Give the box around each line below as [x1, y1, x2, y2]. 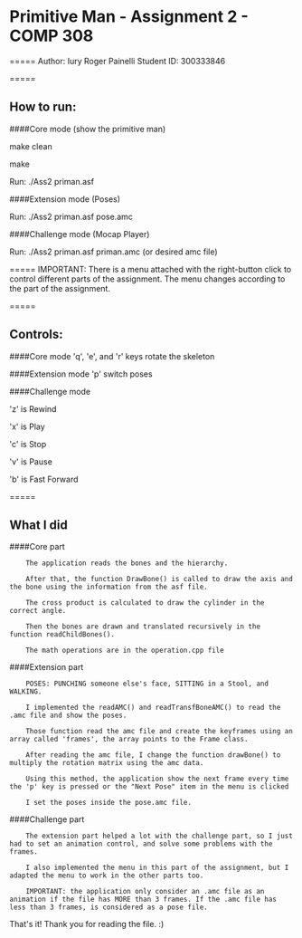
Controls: [9, 327, 63, 342]
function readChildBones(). [9, 630, 116, 639]
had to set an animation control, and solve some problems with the [9, 839, 273, 848]
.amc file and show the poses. [9, 711, 127, 721]
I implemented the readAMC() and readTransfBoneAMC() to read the [25, 703, 281, 713]
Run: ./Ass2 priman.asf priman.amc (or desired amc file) [9, 246, 219, 257]
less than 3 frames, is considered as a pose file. [9, 903, 208, 912]
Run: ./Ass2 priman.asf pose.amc [9, 211, 134, 222]
